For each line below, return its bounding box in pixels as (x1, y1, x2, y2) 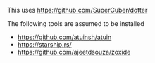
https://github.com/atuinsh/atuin (17, 33, 112, 41)
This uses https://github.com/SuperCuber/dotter (7, 6, 148, 14)
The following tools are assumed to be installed (7, 20, 144, 27)
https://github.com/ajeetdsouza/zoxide (17, 48, 131, 56)
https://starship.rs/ (17, 41, 72, 48)
